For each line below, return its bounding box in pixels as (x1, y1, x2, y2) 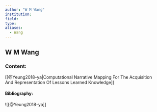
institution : (5, 12, 32, 17)
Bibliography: (5, 90, 33, 96)
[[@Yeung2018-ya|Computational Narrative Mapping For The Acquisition (5, 74, 152, 80)
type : (5, 21, 16, 26)
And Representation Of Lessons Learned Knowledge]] (5, 79, 114, 85)
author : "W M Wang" (5, 7, 45, 12)
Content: (5, 63, 27, 70)
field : (5, 16, 19, 21)
